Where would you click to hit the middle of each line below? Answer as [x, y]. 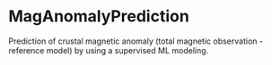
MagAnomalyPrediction [99, 16]
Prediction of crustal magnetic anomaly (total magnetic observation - [136, 41]
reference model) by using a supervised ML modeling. [109, 50]
